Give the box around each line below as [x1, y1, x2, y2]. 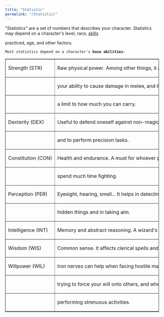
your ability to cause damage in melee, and [57, 83, 156, 89]
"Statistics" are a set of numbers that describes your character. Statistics [5, 25, 152, 31]
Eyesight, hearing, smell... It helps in [57, 190, 140, 197]
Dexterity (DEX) [8, 118, 44, 125]
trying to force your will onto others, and [57, 280, 149, 287]
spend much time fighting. [57, 172, 117, 179]
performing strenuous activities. [57, 298, 130, 305]
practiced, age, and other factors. [5, 40, 73, 45]
